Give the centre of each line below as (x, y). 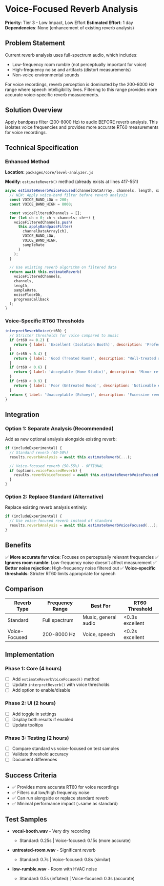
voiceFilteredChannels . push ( (43, 222)
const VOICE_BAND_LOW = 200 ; (39, 200)
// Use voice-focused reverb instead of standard (61, 521)
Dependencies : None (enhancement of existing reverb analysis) (70, 27)
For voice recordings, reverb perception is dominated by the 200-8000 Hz (80, 84)
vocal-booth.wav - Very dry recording (51, 831)
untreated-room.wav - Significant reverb (54, 850)
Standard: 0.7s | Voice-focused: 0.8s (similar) (65, 859)
